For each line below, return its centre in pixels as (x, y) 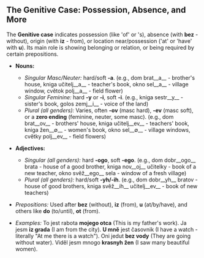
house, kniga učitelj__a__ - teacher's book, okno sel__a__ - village (106, 84)
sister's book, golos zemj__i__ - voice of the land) (86, 104)
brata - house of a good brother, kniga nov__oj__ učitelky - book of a (110, 166)
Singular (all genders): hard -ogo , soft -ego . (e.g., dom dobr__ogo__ (110, 160)
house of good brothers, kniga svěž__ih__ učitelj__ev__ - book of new (111, 186)
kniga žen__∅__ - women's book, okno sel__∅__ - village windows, (107, 130)
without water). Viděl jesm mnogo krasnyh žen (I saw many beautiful (102, 242)
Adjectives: (30, 148)
